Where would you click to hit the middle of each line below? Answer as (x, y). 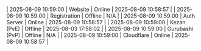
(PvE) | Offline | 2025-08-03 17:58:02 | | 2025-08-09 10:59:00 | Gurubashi (100, 29)
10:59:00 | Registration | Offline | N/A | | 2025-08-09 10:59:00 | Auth (109, 16)
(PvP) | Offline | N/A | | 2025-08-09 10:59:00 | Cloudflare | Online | (90, 35)
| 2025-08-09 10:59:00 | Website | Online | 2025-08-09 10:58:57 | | (91, 9)
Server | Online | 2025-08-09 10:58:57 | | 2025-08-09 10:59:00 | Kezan (96, 22)
